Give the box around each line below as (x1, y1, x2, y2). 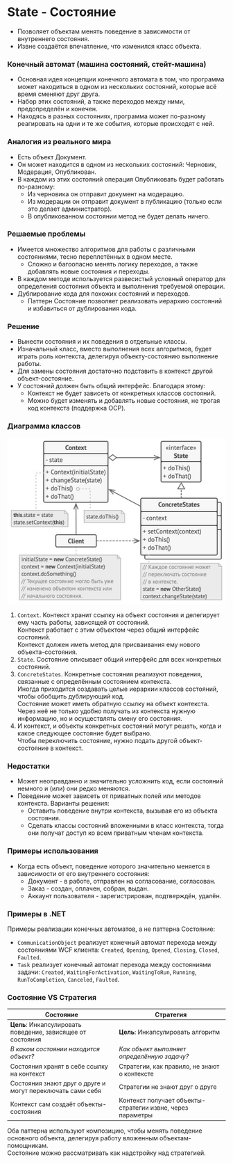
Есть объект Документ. (17, 152, 87, 161)
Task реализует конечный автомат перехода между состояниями (17, 960, 212, 968)
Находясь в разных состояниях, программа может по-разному (17, 112, 206, 120)
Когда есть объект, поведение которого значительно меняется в (17, 862, 210, 870)
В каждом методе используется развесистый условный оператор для (17, 274, 226, 282)
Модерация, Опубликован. (17, 168, 97, 176)
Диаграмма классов (7, 422, 81, 431)
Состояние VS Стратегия (7, 992, 97, 1002)
